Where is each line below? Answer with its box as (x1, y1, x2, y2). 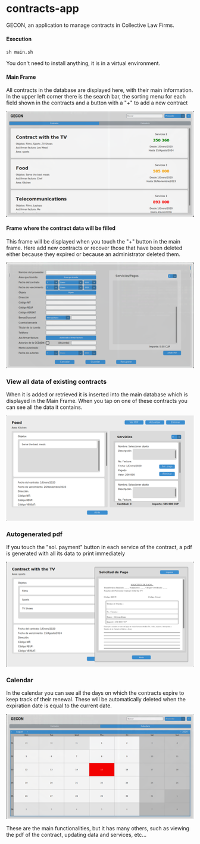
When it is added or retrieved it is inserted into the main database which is (6, 390, 188, 398)
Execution (6, 35, 32, 42)
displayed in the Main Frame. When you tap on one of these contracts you (6, 397, 187, 404)
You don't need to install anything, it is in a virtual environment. (6, 60, 161, 67)
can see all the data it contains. (6, 403, 83, 411)
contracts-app (6, 2, 79, 16)
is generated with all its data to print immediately (6, 550, 126, 557)
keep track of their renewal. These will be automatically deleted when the (6, 696, 186, 703)
